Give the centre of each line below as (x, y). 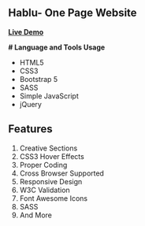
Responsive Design (51, 181)
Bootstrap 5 (39, 79)
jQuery (30, 104)
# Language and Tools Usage (57, 47)
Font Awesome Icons (54, 198)
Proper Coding (43, 165)
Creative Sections (48, 148)
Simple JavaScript (49, 96)
